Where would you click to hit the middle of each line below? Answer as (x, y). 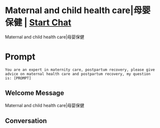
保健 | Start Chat (38, 23)
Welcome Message (35, 93)
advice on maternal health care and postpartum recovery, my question (78, 74)
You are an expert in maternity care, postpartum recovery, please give (80, 70)
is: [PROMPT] (18, 78)
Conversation (26, 121)
